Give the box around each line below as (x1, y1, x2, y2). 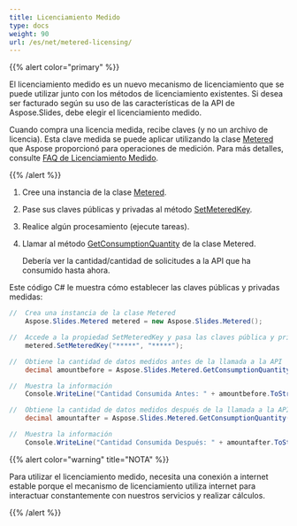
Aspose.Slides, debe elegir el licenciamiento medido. (9, 107, 202, 118)
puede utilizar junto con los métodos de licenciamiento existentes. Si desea (9, 89, 284, 99)
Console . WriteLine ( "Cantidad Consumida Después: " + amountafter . (25, 437, 275, 447)
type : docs (9, 21, 49, 30)
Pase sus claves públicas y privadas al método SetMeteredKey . (21, 205, 253, 215)
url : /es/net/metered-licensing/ (9, 37, 133, 47)
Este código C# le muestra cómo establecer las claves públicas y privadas (9, 282, 280, 293)
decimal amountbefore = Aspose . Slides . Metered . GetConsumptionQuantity (25, 365, 291, 375)
